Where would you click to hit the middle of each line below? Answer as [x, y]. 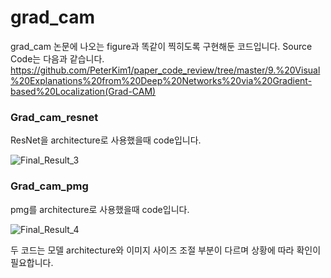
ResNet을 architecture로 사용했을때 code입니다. [106, 140]
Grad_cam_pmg [49, 186]
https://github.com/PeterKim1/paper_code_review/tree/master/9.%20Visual [165, 70]
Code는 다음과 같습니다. [57, 58]
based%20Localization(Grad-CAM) [83, 91]
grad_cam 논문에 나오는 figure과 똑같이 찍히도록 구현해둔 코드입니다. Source [161, 46]
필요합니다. [32, 262]
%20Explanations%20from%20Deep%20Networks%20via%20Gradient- [161, 80]
